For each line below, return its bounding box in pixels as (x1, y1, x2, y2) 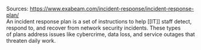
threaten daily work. (6, 37, 56, 44)
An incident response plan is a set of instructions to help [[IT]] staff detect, (6, 18, 192, 25)
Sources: (6, 5, 29, 12)
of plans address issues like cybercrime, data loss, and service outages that (6, 31, 195, 38)
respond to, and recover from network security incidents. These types (6, 24, 181, 31)
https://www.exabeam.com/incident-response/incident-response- (30, 5, 194, 12)
